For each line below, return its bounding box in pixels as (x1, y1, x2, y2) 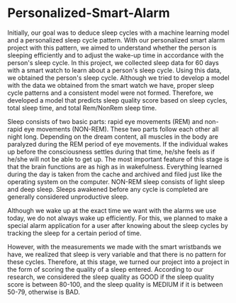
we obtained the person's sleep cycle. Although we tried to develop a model (7, 73, 230, 82)
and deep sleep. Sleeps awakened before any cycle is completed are (7, 185, 209, 193)
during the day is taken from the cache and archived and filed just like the (7, 170, 223, 178)
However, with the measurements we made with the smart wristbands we (7, 242, 222, 251)
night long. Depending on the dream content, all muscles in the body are (7, 132, 218, 141)
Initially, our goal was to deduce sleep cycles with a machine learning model (7, 28, 230, 37)
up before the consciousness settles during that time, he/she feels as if (7, 147, 215, 156)
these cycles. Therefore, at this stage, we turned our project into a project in (7, 257, 230, 266)
